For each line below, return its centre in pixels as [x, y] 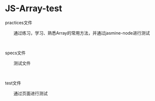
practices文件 [19, 22]
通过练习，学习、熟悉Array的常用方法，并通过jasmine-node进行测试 [82, 33]
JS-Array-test [34, 9]
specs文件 [15, 53]
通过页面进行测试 [31, 93]
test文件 [13, 83]
